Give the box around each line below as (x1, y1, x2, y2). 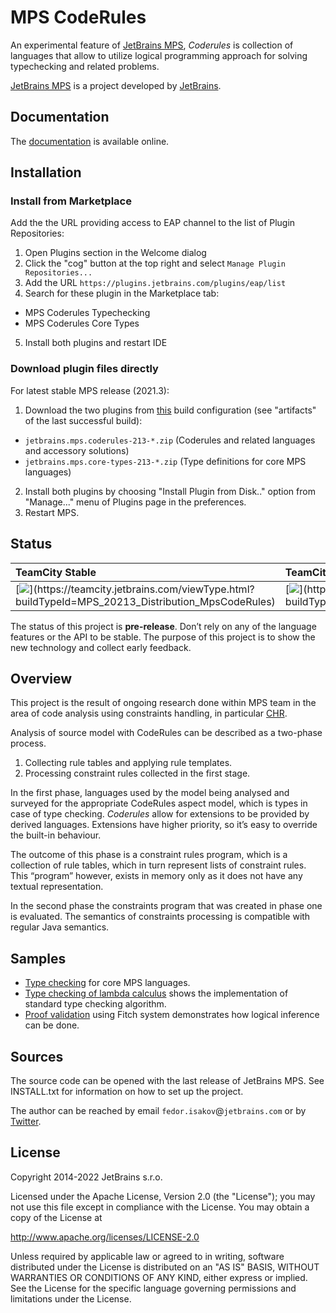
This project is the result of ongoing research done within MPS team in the (10, 697, 317, 709)
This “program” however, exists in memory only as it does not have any (10, 870, 303, 882)
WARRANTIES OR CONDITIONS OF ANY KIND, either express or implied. (10, 1271, 308, 1283)
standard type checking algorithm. (24, 998, 167, 1010)
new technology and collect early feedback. (10, 641, 192, 653)
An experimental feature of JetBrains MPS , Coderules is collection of (10, 39, 294, 51)
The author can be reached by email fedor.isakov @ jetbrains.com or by (10, 1104, 307, 1116)
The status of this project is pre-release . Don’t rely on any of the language (10, 620, 317, 632)
